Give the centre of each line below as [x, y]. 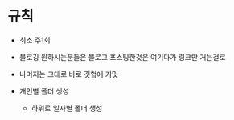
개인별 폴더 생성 [44, 91]
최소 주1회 [35, 40]
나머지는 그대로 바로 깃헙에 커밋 [68, 74]
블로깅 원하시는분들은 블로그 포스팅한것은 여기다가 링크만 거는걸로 [122, 57]
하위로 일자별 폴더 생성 [67, 108]
